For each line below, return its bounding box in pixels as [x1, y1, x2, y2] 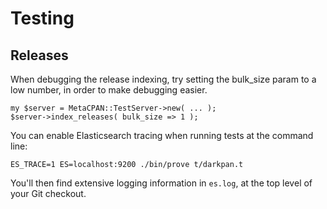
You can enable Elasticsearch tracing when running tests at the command [10, 130, 314, 141]
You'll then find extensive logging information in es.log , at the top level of [10, 177, 313, 189]
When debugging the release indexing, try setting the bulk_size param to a [10, 73, 317, 85]
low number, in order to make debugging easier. [10, 84, 208, 96]
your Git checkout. [10, 188, 87, 199]
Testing [10, 7, 75, 30]
